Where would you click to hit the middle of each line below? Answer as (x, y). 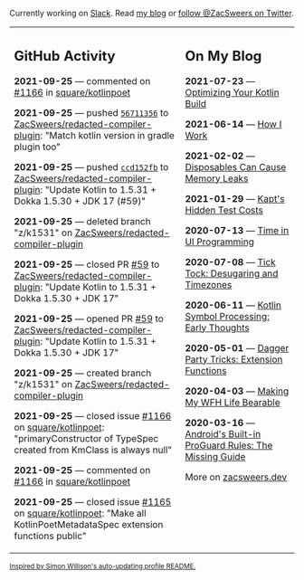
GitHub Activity (65, 56)
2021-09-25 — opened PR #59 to (89, 319)
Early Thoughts (218, 328)
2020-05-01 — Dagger (237, 347)
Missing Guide (215, 456)
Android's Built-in (223, 433)
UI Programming (220, 242)
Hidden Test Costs (224, 210)
